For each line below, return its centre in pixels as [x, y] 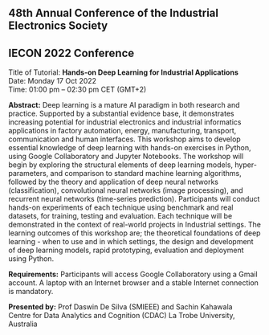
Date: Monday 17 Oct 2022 [53, 81]
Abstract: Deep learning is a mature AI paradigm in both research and [124, 105]
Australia [23, 324]
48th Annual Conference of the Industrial [114, 13]
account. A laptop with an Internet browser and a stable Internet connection [134, 283]
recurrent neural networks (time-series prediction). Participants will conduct [134, 199]
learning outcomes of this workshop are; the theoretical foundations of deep [134, 233]
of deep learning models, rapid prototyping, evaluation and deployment [126, 250]
